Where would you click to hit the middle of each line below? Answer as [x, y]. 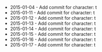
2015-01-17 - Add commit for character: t [53, 45]
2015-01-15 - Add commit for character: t [53, 34]
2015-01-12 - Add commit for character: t [53, 18]
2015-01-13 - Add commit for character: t [53, 23]
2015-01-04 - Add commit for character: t [54, 7]
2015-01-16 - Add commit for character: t [53, 39]
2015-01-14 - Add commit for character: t [53, 29]
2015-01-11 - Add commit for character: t [52, 13]
